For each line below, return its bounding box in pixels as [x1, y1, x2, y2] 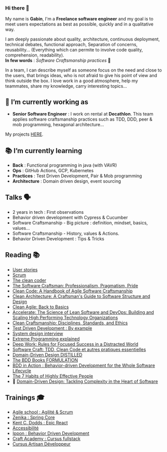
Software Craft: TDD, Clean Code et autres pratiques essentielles [12, 346, 146, 352]
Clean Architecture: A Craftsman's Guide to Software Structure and [12, 293, 151, 299]
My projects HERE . [5, 131, 44, 137]
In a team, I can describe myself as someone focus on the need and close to [5, 67, 162, 73]
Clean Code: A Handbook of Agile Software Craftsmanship [12, 288, 133, 294]
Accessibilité [12, 425, 39, 431]
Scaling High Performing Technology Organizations [12, 314, 118, 320]
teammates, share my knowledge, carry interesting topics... [5, 83, 127, 89]
